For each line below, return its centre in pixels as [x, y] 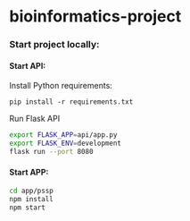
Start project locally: [54, 45]
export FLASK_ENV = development [66, 144]
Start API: [28, 65]
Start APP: [29, 172]
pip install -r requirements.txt [71, 102]
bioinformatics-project [95, 17]
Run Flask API [35, 119]
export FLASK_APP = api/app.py [63, 135]
